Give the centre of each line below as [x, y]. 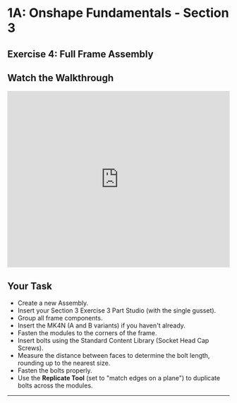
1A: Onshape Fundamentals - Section [118, 13]
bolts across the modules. [55, 385]
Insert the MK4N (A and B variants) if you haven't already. [101, 325]
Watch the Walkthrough [61, 78]
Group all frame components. [60, 318]
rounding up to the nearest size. [64, 363]
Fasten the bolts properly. [55, 371]
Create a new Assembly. [53, 303]
